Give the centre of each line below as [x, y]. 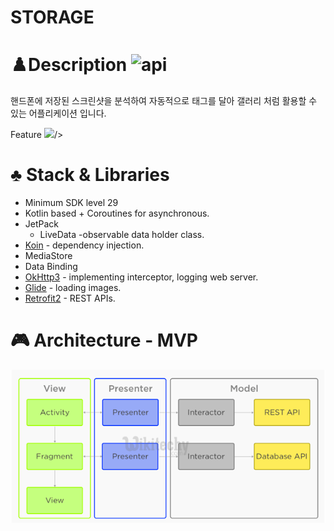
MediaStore [48, 256]
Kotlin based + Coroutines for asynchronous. [117, 213]
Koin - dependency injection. [84, 245]
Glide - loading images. [73, 288]
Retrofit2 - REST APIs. [70, 298]
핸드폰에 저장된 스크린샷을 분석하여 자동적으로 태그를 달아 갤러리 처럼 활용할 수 [164, 101]
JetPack [42, 224]
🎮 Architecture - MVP [104, 340]
